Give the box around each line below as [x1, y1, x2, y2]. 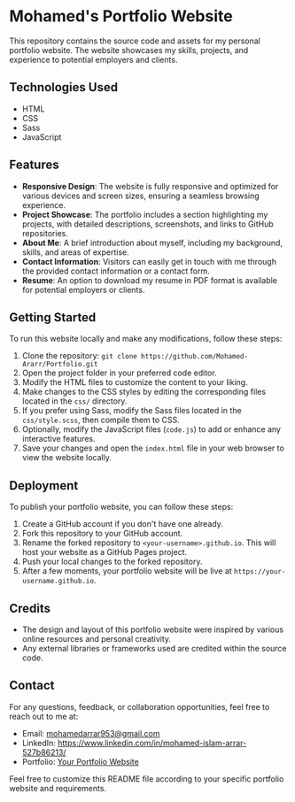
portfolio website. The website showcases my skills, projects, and [9, 44, 249, 55]
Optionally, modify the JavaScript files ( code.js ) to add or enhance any [21, 424, 282, 435]
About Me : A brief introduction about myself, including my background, [21, 237, 283, 248]
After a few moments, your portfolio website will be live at [21, 566, 232, 576]
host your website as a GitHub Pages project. [21, 547, 188, 558]
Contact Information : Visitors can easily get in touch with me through [21, 256, 277, 266]
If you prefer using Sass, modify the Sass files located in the [21, 405, 242, 416]
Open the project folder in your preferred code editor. [21, 367, 217, 378]
